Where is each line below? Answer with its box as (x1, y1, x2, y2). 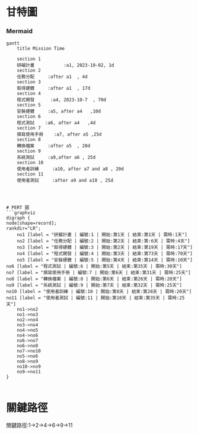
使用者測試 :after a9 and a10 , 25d (17, 178, 114, 184)
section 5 (17, 102, 41, 108)
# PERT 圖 (6, 205, 30, 211)
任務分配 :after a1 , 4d (17, 74, 88, 80)
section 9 (17, 148, 41, 155)
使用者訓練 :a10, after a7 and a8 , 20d (17, 166, 124, 172)
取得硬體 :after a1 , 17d (17, 86, 91, 92)
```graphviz (6, 210, 36, 216)
